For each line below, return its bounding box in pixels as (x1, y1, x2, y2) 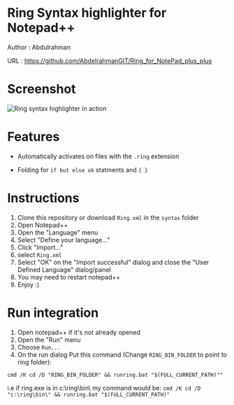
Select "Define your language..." (17, 235, 110, 244)
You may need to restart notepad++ (17, 273, 121, 281)
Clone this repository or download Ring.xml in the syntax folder (17, 213, 199, 221)
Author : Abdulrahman (7, 43, 71, 51)
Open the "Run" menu (17, 335, 81, 344)
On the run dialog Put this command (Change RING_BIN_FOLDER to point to (17, 350, 227, 359)
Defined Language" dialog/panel (17, 265, 111, 274)
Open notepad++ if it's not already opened (17, 328, 141, 336)
